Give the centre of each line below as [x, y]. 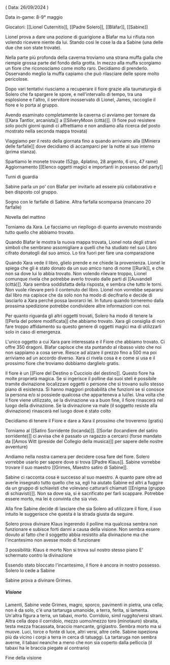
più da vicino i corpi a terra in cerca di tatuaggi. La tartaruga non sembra [81, 637]
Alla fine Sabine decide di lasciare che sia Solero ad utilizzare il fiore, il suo [83, 509]
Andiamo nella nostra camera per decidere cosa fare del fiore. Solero [77, 457]
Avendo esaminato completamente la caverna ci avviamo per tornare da [80, 115]
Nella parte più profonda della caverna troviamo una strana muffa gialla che [84, 57]
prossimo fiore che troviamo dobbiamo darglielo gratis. [63, 363]
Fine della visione [24, 657]
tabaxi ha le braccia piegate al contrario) [47, 648]
